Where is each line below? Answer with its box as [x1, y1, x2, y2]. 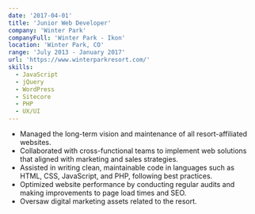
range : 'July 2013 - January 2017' [8, 48, 126, 56]
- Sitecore [15, 93, 51, 101]
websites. [19, 138, 51, 147]
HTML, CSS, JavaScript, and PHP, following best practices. [19, 171, 213, 181]
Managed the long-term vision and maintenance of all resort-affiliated [19, 129, 248, 139]
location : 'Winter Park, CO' [8, 41, 105, 49]
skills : [8, 63, 34, 71]
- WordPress [15, 85, 55, 94]
